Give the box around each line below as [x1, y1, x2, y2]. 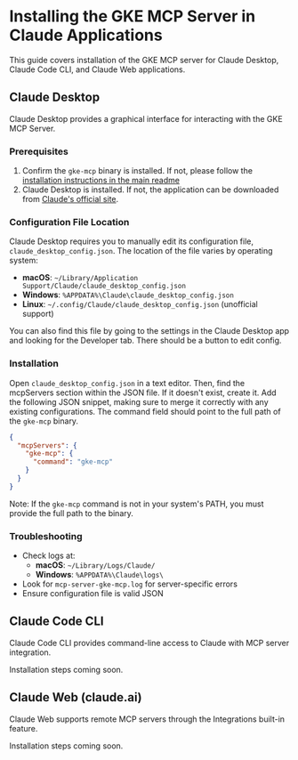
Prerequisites [9, 145, 68, 158]
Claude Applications [9, 25, 163, 45]
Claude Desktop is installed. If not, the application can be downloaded [21, 184, 279, 195]
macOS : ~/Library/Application [21, 272, 139, 283]
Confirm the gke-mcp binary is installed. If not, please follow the [21, 166, 254, 176]
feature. [9, 723, 38, 733]
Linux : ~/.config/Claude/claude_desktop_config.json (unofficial [21, 299, 258, 310]
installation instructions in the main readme [21, 175, 181, 186]
